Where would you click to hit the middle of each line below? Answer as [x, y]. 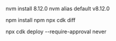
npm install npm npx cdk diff [41, 20]
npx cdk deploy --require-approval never [56, 31]
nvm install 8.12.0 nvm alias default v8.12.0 [58, 9]
